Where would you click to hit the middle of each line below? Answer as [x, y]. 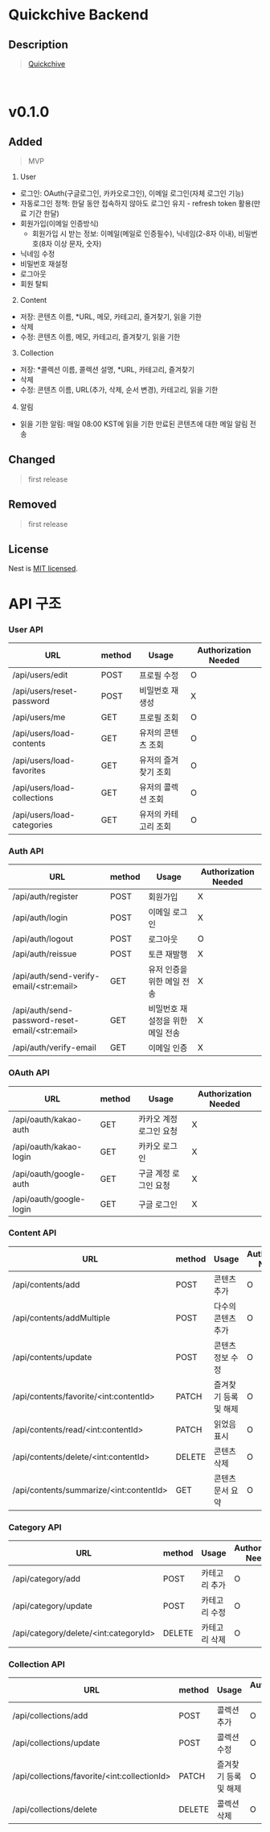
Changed [32, 460]
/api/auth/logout [43, 939]
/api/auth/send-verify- [56, 976]
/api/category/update [52, 1606]
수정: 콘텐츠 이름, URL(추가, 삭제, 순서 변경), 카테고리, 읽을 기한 [119, 390]
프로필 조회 [159, 717]
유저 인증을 [168, 970]
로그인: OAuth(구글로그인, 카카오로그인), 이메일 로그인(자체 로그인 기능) [132, 193]
